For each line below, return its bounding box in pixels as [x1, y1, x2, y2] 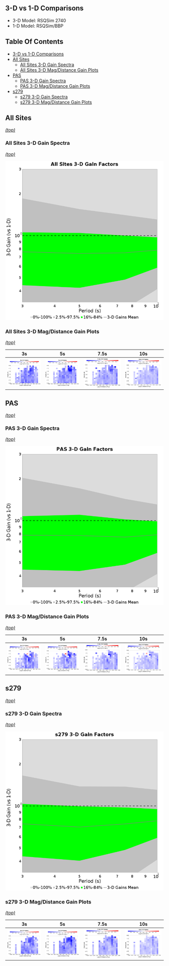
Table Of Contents [5, 37, 64, 46]
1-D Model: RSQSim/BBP [12, 23, 64, 29]
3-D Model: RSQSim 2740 [12, 17, 66, 23]
